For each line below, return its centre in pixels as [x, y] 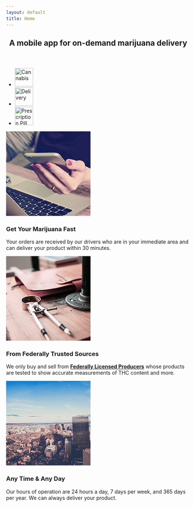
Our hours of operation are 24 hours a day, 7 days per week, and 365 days [96, 491]
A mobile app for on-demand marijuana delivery [98, 43]
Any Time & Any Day [36, 479]
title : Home [20, 18]
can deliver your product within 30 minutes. [58, 248]
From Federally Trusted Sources [53, 354]
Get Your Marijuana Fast [41, 229]
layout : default [26, 12]
